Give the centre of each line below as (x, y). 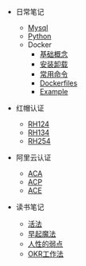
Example (54, 91)
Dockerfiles (59, 83)
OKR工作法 (45, 254)
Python (39, 36)
